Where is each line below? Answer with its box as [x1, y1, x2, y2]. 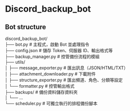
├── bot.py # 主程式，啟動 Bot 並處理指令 [5, 41, 90, 47]
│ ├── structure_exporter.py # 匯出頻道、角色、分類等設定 [5, 77, 123, 83]
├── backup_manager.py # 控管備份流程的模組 [5, 54, 100, 59]
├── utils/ [5, 59, 25, 65]
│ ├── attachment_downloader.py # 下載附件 [5, 71, 96, 76]
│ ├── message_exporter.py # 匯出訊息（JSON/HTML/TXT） [5, 65, 128, 71]
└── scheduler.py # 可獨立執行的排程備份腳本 [5, 101, 98, 106]
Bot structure [5, 23, 46, 31]
